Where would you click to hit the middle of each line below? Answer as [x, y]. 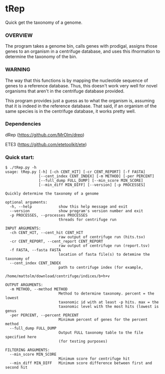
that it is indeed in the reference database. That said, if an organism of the [81, 106]
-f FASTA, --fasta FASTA [35, 250]
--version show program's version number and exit [76, 211]
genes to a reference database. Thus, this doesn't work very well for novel [81, 85]
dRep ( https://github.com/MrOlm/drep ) [45, 135]
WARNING [18, 70]
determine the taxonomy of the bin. [41, 57]
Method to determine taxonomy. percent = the [106, 294]
